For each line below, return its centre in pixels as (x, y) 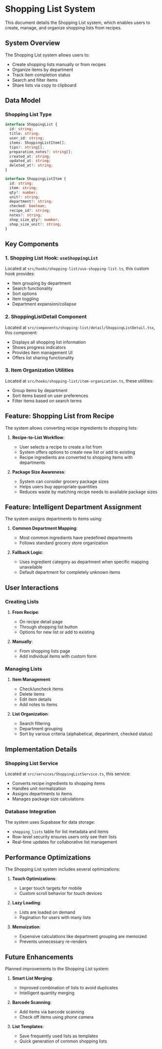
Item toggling (25, 299)
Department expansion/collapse (44, 304)
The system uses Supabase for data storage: (50, 822)
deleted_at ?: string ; (31, 165)
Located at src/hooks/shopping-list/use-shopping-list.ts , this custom (77, 269)
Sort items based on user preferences (50, 395)
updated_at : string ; (30, 161)
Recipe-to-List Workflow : (38, 437)
